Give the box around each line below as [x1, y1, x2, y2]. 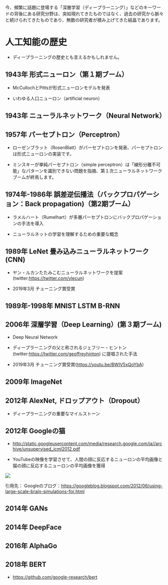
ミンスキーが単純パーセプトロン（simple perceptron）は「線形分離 [12, 161, 152, 167]
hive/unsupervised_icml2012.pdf [12, 445, 80, 452]
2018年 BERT [5, 560, 47, 569]
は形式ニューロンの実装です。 [12, 151, 74, 157]
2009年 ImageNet [5, 377, 62, 386]
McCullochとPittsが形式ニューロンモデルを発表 [12, 85, 111, 91]
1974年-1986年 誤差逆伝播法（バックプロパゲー [5, 190, 153, 199]
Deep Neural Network [12, 334, 58, 340]
